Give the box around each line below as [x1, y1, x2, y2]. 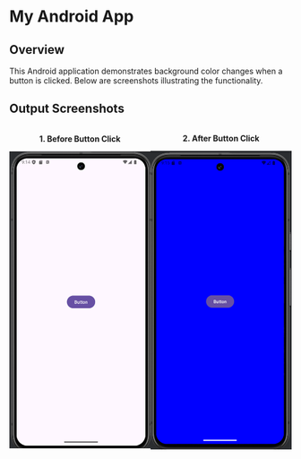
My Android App [9, 6, 134, 27]
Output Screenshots [9, 101, 125, 117]
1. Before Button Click [39, 134, 121, 144]
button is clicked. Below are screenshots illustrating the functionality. [9, 75, 263, 86]
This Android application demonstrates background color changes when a [9, 65, 283, 76]
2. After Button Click [182, 133, 260, 143]
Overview [9, 42, 65, 57]
